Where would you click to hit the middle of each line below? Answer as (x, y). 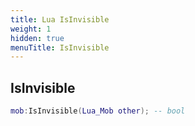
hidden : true (37, 38)
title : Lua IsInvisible (60, 19)
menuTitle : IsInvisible (60, 47)
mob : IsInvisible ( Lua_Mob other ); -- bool (98, 111)
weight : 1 (31, 29)
